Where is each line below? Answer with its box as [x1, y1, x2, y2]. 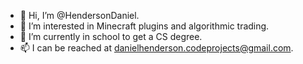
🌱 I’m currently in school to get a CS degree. [19, 31, 203, 42]
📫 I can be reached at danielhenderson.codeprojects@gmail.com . [19, 42, 294, 54]
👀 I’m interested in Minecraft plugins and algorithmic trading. [19, 20, 270, 32]
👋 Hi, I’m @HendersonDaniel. [19, 10, 140, 21]
